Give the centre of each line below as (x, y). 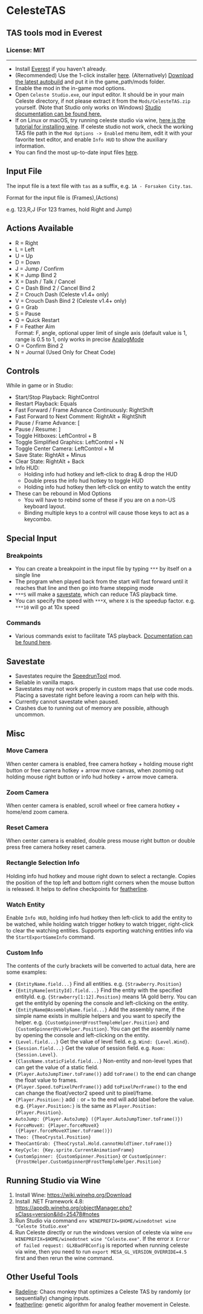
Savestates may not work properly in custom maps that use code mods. (105, 689)
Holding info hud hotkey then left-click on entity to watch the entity (107, 487)
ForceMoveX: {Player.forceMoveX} (57, 1126)
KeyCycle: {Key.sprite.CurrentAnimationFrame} (75, 1150)
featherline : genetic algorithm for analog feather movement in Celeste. (102, 1304)
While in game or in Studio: (40, 386)
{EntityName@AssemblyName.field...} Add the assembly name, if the (100, 1009)
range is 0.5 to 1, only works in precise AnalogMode (79, 339)
